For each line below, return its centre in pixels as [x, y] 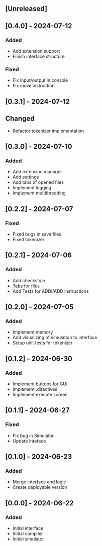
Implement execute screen [40, 395]
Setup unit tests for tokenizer [42, 343]
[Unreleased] [26, 9]
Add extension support [36, 51]
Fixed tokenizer [28, 239]
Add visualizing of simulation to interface [55, 338]
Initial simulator [28, 539]
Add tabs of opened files [38, 182]
